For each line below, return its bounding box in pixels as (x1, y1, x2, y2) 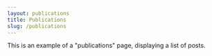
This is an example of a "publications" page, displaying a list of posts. (7, 42, 206, 50)
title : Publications (7, 16, 67, 23)
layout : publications (7, 10, 70, 17)
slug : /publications (7, 23, 67, 29)
